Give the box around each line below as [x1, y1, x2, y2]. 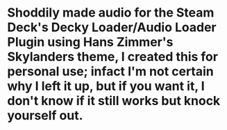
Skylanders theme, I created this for [7, 49, 219, 65]
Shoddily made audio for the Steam [7, 5, 215, 21]
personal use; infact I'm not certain [7, 64, 214, 80]
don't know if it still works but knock [7, 93, 221, 109]
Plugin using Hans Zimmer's [7, 35, 174, 50]
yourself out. [7, 108, 83, 124]
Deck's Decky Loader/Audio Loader [7, 19, 217, 35]
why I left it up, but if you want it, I [7, 78, 205, 94]
